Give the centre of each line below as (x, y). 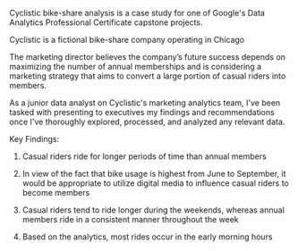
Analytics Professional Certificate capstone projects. (106, 22)
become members (56, 192)
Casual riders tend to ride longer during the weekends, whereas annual (153, 210)
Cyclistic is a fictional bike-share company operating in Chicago (127, 40)
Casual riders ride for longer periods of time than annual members (144, 156)
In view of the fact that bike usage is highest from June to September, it (154, 174)
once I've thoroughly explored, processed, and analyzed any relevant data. (147, 121)
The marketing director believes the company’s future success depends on (148, 57)
